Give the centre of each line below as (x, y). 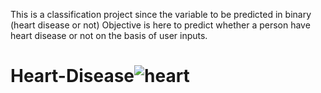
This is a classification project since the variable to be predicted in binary (161, 14)
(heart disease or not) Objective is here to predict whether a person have (160, 25)
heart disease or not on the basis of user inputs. (109, 35)
